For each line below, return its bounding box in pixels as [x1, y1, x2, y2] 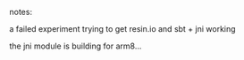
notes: [9, 7, 33, 17]
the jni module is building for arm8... [9, 41, 142, 51]
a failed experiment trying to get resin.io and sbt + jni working [9, 24, 236, 34]
